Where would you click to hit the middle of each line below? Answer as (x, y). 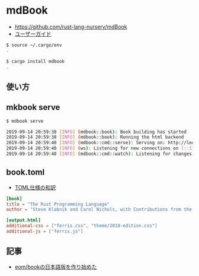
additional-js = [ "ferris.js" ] (45, 231)
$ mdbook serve (25, 121)
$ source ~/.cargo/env (34, 45)
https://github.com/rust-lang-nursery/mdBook (71, 27)
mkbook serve (33, 107)
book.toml (25, 172)
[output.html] (24, 220)
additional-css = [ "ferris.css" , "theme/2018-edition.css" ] (82, 226)
